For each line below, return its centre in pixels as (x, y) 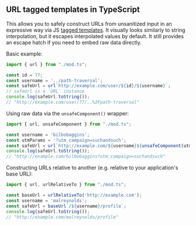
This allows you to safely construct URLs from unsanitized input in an (89, 23)
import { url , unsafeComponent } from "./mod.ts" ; (69, 124)
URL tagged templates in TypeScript (73, 10)
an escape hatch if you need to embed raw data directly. (74, 42)
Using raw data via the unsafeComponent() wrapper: (68, 113)
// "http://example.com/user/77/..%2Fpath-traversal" (73, 102)
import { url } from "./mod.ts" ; (47, 64)
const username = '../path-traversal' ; (55, 81)
